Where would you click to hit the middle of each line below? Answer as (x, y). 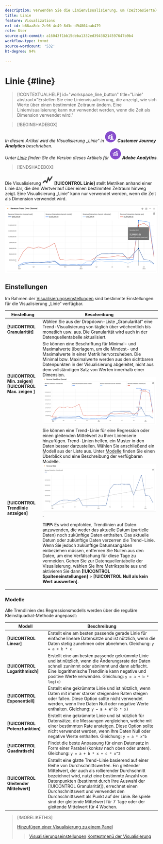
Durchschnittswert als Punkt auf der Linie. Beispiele (99, 796)
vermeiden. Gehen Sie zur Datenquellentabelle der (93, 561)
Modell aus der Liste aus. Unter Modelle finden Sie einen (99, 451)
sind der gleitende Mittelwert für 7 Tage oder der (97, 801)
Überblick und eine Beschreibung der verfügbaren (93, 456)
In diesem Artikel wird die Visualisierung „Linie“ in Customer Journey (81, 141)
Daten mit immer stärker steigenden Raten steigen (98, 693)
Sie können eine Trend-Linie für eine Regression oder (96, 430)
